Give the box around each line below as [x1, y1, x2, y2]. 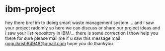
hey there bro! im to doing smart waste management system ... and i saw [5, 20, 154, 25]
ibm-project [5, 3, 56, 15]
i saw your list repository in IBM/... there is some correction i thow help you [5, 30, 158, 36]
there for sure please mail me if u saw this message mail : [5, 35, 123, 41]
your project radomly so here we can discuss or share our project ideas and [5, 25, 161, 30]
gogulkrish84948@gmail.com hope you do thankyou [5, 40, 113, 46]
